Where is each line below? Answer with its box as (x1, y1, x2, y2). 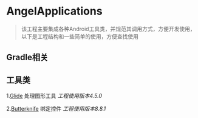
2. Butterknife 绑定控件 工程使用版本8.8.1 (6, 105, 106, 113)
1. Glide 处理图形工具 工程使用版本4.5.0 (6, 92, 102, 100)
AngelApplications (6, 4, 103, 18)
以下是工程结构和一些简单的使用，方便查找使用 (21, 32, 138, 40)
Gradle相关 (6, 52, 49, 63)
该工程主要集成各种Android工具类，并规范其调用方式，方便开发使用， (21, 25, 196, 32)
